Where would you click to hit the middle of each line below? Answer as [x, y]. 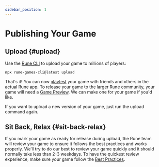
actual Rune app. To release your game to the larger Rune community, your [80, 87]
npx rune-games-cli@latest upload [40, 72]
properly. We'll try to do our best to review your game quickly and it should [79, 149]
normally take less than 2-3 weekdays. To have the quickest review [72, 154]
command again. [22, 111]
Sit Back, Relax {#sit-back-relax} [56, 127]
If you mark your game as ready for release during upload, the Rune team [78, 139]
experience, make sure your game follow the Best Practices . [65, 159]
